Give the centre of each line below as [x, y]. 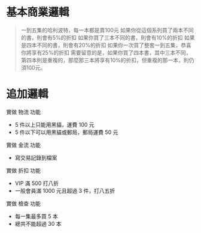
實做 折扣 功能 [23, 170]
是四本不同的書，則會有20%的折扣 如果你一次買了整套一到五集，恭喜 [106, 45]
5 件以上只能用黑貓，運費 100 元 [54, 124]
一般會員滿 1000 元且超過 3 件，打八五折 [65, 190]
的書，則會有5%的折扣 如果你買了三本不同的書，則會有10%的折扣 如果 [108, 37]
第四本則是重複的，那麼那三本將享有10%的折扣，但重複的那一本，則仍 [107, 60]
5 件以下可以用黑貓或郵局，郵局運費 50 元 [66, 132]
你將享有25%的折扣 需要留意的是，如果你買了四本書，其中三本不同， [106, 52]
